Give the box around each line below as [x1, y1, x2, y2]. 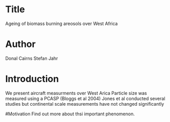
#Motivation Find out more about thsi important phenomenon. [5, 111, 135, 117]
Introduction [5, 73, 59, 85]
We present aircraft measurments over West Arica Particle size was [5, 90, 147, 96]
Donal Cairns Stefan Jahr [5, 55, 58, 61]
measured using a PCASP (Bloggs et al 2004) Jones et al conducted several [5, 95, 165, 102]
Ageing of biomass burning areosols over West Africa [5, 20, 118, 27]
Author [5, 38, 36, 50]
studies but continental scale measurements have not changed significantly [5, 101, 164, 107]
